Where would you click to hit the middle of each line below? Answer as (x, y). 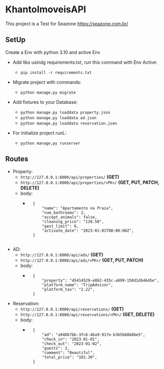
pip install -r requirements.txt (56, 72)
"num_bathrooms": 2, (64, 213)
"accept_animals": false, (69, 217)
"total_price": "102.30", (69, 357)
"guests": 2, (56, 348)
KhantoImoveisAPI (46, 10)
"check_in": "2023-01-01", (71, 339)
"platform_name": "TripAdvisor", (78, 285)
